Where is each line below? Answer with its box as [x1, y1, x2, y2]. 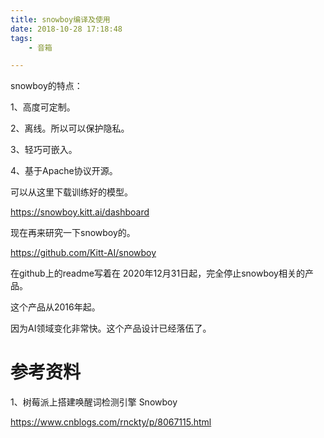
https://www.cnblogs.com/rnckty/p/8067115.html [10, 416, 212, 428]
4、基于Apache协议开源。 [10, 165, 118, 177]
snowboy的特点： [10, 80, 83, 92]
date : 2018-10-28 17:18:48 [10, 24, 123, 34]
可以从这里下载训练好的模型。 [10, 186, 133, 198]
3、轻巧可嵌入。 [10, 144, 78, 156]
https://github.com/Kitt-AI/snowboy [10, 247, 157, 259]
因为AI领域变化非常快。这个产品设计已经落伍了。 [10, 322, 212, 335]
